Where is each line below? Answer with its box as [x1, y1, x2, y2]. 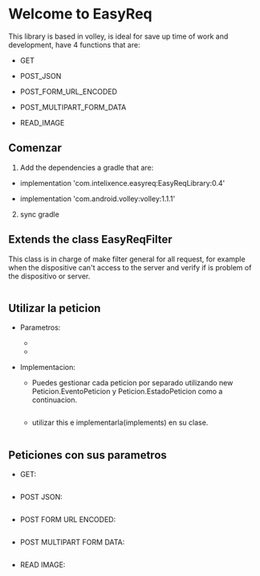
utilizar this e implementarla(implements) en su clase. [31, 418, 209, 427]
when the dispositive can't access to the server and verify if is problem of [8, 262, 252, 272]
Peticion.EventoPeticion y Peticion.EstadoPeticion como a [31, 387, 223, 397]
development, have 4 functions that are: [8, 39, 140, 49]
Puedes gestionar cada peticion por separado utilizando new [31, 378, 234, 388]
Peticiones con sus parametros [8, 448, 167, 462]
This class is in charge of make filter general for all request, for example [8, 254, 246, 264]
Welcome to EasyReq [8, 5, 152, 23]
